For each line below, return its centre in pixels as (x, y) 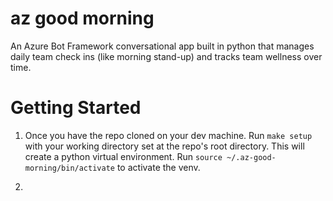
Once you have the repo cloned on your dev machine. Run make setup (168, 135)
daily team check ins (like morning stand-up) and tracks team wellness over (166, 56)
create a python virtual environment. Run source (123, 156)
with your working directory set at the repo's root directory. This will (164, 146)
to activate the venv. (158, 167)
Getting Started (76, 108)
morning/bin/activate (69, 168)
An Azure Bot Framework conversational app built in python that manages (162, 46)
